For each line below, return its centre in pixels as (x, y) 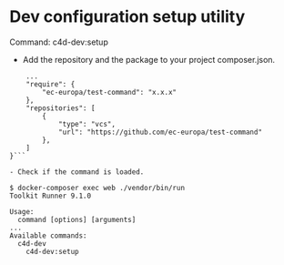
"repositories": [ (61, 108)
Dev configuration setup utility (127, 17)
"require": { (51, 84)
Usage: (22, 211)
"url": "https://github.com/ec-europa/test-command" (160, 132)
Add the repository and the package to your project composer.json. (149, 59)
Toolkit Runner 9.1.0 (51, 196)
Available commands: (49, 235)
